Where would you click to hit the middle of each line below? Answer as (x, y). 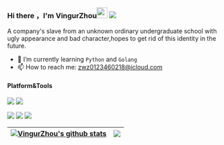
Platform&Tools (30, 85)
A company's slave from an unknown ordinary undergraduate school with (112, 31)
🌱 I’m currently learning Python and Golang (77, 60)
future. (17, 46)
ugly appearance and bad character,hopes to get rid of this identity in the (112, 39)
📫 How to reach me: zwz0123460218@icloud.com (90, 67)
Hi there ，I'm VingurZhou (52, 15)
